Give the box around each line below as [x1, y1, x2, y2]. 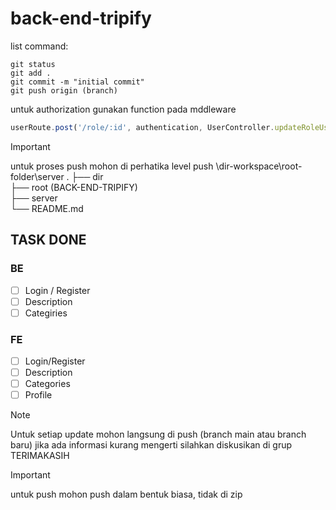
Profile [24, 389, 53, 401]
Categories [24, 378, 71, 390]
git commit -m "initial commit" [10, 77, 145, 87]
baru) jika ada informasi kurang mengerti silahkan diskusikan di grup [10, 439, 293, 451]
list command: [10, 40, 69, 52]
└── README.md [10, 202, 84, 214]
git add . [10, 68, 52, 78]
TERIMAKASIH [10, 450, 70, 462]
